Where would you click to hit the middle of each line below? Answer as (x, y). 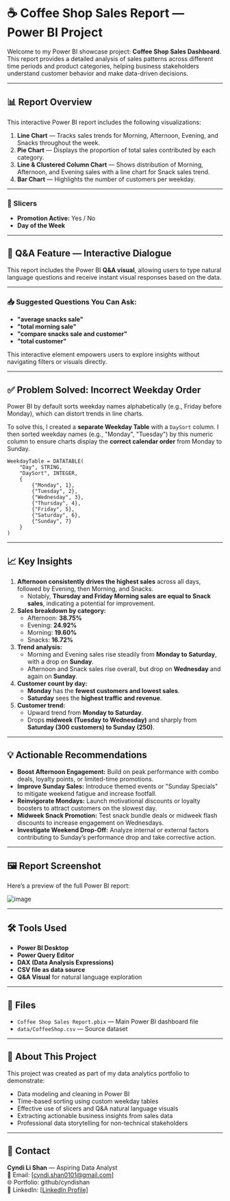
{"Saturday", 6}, (56, 515)
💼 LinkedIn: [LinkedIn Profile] (48, 1189)
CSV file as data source (51, 970)
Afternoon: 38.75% (54, 618)
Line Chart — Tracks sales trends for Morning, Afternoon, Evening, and (118, 135)
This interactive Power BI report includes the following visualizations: (104, 122)
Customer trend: (41, 705)
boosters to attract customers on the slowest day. (87, 808)
